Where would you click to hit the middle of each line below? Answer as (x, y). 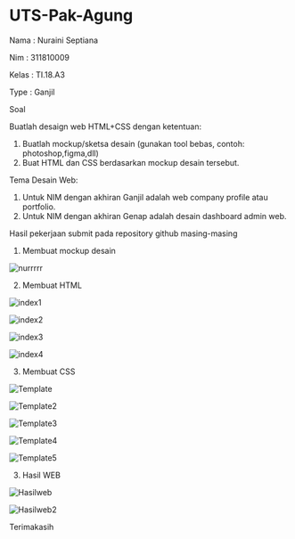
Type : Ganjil (32, 92)
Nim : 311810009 (39, 57)
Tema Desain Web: (44, 180)
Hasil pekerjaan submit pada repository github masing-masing (123, 233)
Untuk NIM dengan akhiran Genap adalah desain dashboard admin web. (154, 216)
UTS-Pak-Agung (71, 16)
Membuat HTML (52, 285)
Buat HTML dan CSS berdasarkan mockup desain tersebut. (131, 162)
